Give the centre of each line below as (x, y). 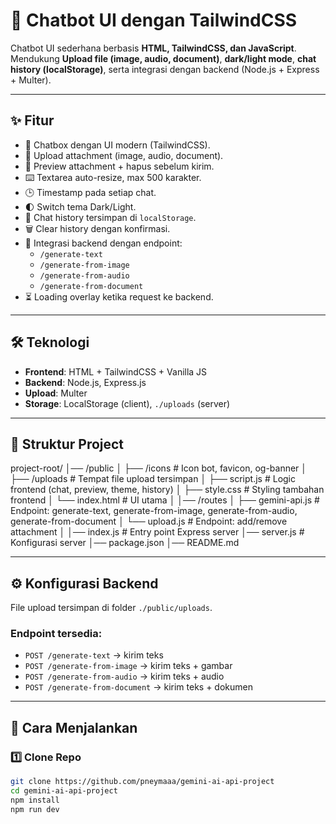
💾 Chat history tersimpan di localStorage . (110, 217)
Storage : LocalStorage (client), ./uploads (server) (127, 403)
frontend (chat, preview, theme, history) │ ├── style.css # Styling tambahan (167, 490)
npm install (35, 800)
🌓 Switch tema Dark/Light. (80, 206)
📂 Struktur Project (67, 444)
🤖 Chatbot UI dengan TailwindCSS (154, 20)
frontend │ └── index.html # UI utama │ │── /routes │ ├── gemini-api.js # (165, 500)
